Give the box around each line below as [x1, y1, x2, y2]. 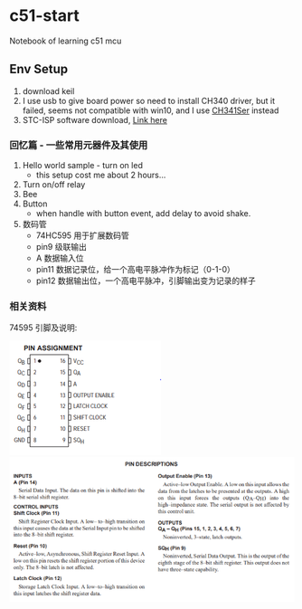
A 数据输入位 [35, 252, 84, 263]
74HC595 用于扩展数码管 [35, 230, 129, 241]
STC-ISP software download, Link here [22, 114, 167, 125]
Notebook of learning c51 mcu [9, 35, 122, 46]
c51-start [9, 5, 80, 26]
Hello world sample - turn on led [22, 160, 143, 171]
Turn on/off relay [22, 179, 86, 190]
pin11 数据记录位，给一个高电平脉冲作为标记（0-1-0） [35, 264, 235, 275]
